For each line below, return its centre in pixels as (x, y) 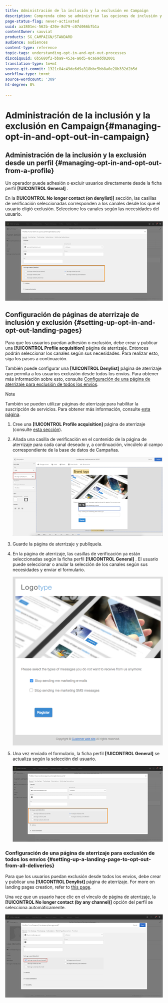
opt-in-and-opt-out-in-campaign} (77, 137)
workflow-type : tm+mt (28, 74)
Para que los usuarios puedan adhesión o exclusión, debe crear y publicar (81, 342)
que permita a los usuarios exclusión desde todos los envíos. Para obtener (82, 373)
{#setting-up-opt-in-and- (115, 323)
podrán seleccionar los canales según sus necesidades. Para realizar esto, (82, 353)
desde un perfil (29, 163)
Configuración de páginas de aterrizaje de (72, 315)
